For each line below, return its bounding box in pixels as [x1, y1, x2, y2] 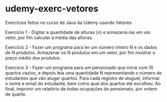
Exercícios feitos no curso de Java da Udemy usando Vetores [5, 19, 132, 25]
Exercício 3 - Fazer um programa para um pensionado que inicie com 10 [5, 64, 153, 70]
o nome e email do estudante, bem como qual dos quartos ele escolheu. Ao [5, 80, 161, 86]
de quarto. [5, 91, 26, 97]
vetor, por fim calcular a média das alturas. [5, 34, 93, 40]
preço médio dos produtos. [5, 54, 61, 60]
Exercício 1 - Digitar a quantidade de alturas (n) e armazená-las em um [5, 29, 151, 35]
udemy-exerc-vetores [5, 3, 98, 14]
